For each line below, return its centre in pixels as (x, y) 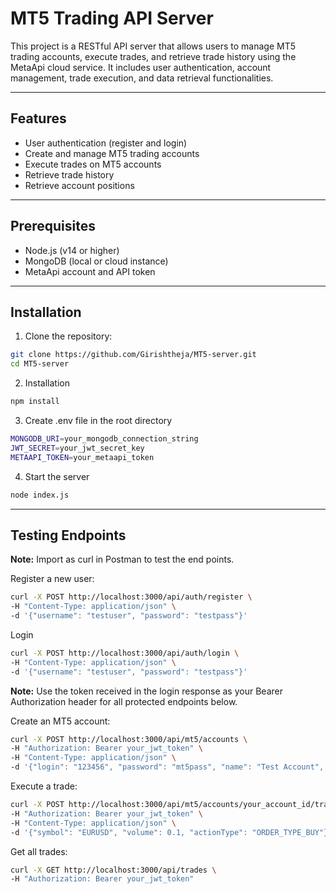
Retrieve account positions (79, 185)
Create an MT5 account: (60, 721)
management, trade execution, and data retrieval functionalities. (142, 78)
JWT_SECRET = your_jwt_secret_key (77, 448)
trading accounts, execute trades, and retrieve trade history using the (153, 56)
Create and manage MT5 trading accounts (112, 153)
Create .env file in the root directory (98, 420)
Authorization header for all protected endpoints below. (124, 701)
